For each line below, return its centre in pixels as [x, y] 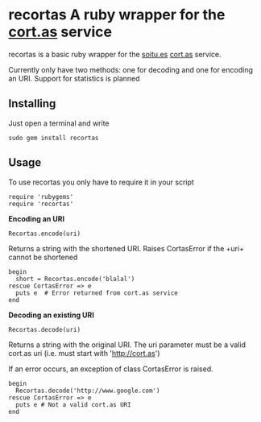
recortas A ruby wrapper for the [117, 15]
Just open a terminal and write [59, 123]
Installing [32, 103]
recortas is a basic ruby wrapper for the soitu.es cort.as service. [115, 54]
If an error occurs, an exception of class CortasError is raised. [111, 369]
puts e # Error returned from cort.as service [97, 293]
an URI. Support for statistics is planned [74, 78]
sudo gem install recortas [54, 138]
